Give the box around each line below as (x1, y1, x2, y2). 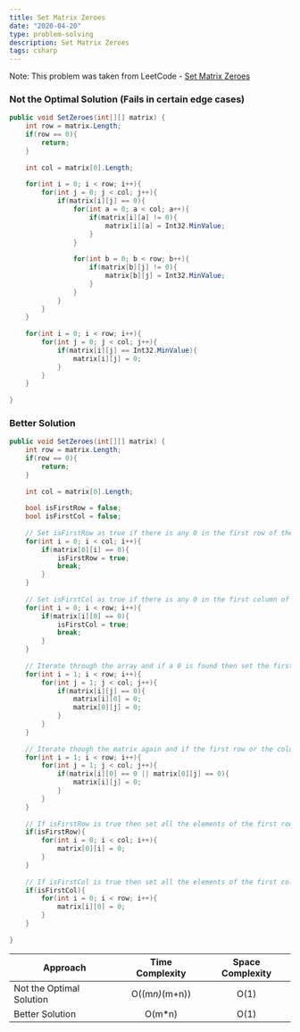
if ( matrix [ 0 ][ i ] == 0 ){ (41, 545, 129, 554)
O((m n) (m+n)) (130, 987, 192, 1000)
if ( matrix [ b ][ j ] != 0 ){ (88, 263, 178, 273)
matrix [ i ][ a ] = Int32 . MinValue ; (104, 221, 226, 231)
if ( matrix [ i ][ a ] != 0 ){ (88, 213, 178, 222)
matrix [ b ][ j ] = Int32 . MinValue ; (104, 272, 226, 281)
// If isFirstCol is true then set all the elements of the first (25, 877, 278, 886)
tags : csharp (9, 46, 58, 55)
